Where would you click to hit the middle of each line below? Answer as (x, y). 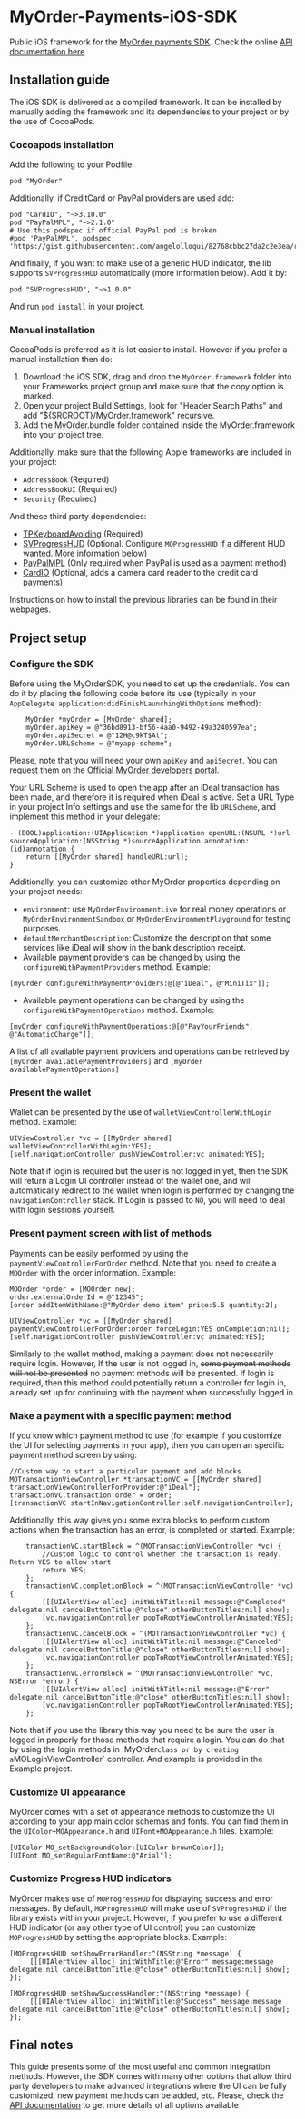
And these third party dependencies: (78, 517)
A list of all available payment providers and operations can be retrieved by (149, 1051)
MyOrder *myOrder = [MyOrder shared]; (99, 720)
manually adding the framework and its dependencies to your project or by (149, 112)
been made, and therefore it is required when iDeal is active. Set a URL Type (152, 797)
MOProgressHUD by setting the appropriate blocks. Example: (118, 1937)
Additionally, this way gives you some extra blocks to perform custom (140, 1520)
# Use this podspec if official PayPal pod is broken (113, 231)
